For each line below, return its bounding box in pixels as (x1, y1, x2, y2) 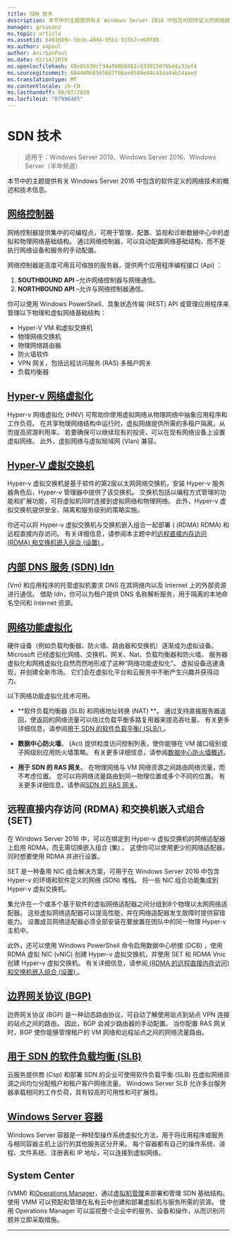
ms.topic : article (7, 30, 61, 37)
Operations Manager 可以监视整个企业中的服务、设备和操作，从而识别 (15, 1207, 219, 1215)
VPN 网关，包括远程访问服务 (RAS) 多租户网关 (17, 358, 152, 367)
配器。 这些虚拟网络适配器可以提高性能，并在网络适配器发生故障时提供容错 (7, 908, 226, 917)
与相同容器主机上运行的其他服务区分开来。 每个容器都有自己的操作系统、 (7, 1140, 219, 1148)
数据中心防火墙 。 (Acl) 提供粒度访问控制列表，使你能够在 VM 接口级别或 (17, 739, 228, 748)
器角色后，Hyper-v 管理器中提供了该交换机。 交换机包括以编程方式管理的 (7, 488, 220, 497)
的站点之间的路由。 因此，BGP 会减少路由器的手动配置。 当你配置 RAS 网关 (7, 1019, 226, 1027)
